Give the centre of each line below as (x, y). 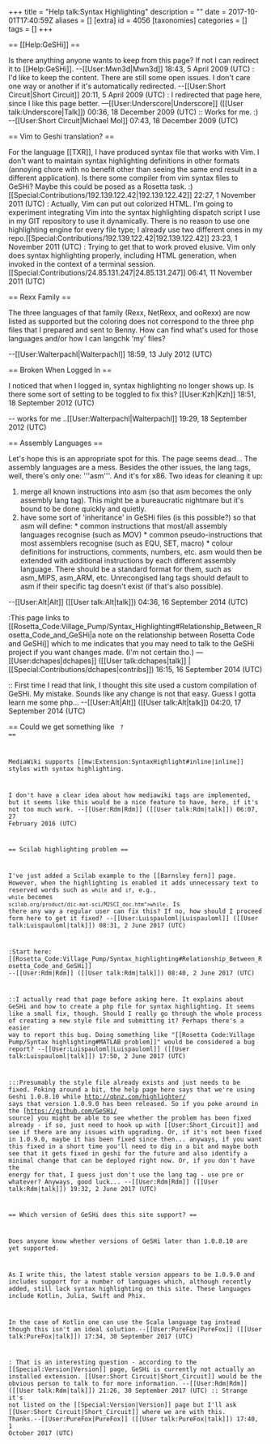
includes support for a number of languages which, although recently (130, 1281)
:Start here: (30, 952)
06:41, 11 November (220, 272)
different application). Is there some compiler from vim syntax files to (123, 178)
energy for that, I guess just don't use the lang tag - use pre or (126, 1175)
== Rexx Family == (40, 297)
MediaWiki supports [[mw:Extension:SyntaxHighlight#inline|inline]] (126, 761)
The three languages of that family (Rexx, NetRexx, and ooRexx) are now (129, 313)
